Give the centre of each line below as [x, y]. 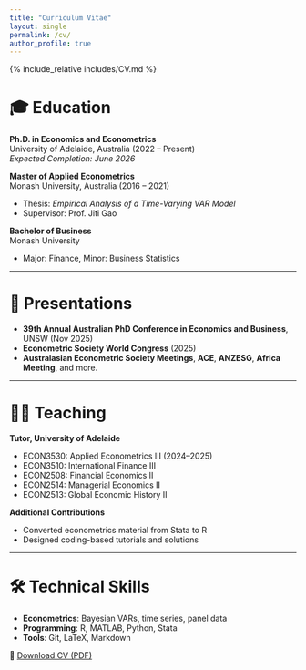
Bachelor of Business [51, 231]
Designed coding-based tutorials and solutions [110, 540]
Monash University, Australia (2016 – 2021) [90, 186]
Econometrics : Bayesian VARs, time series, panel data [125, 618]
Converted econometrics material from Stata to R [115, 531]
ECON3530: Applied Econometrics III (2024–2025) [117, 456]
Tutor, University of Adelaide [65, 438]
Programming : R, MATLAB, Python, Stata [100, 628]
